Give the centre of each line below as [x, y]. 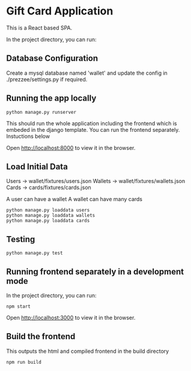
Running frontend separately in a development [95, 271]
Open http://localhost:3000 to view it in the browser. [71, 318]
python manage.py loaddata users [48, 210]
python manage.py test [35, 253]
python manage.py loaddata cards [48, 221]
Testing [21, 239]
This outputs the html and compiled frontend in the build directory [88, 351]
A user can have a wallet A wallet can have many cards [74, 199]
